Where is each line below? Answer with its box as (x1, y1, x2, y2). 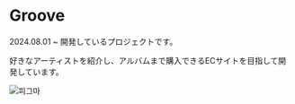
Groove (9, 5, 66, 26)
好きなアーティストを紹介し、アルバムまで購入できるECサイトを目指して (9, 55, 279, 65)
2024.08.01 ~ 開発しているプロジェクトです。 (9, 36, 178, 47)
